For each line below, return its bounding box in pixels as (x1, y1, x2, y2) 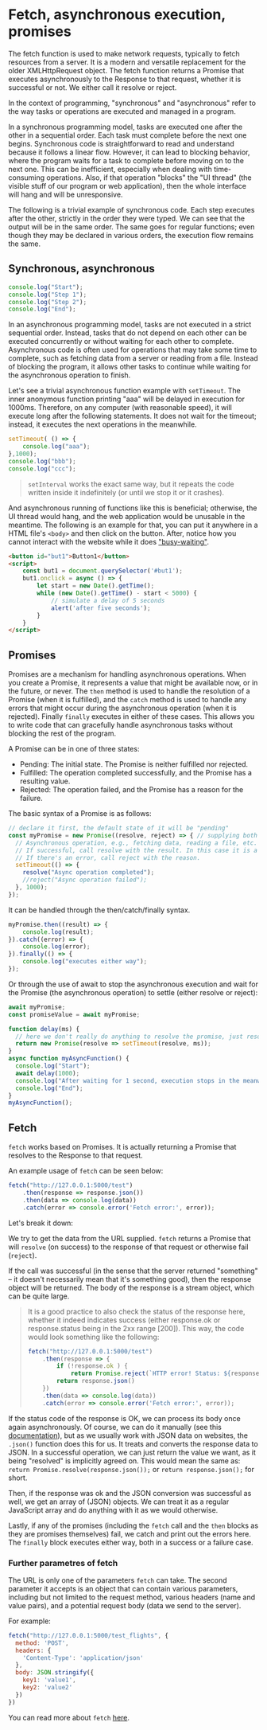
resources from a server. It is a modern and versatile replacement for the (8, 57, 246, 67)
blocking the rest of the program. (8, 728, 117, 738)
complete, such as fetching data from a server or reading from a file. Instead (8, 353, 258, 363)
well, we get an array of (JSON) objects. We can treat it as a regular (8, 1497, 230, 1506)
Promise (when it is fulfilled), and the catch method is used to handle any (8, 695, 247, 705)
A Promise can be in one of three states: (8, 744, 140, 754)
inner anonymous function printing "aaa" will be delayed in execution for (8, 394, 245, 404)
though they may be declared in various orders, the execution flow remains (8, 230, 254, 240)
